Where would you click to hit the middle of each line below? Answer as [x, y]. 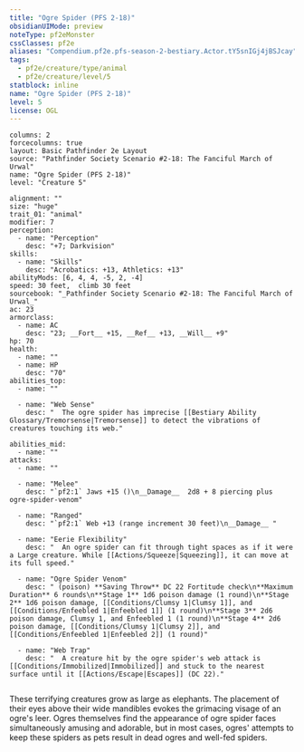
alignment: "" [36, 199]
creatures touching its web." [66, 429]
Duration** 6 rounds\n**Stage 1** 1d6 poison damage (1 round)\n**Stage [149, 595]
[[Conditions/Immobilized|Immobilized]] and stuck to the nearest [137, 667]
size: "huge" [34, 207]
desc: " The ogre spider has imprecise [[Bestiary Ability [141, 413]
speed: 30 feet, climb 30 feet [70, 286]
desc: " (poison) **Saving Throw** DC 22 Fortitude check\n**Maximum [160, 587]
